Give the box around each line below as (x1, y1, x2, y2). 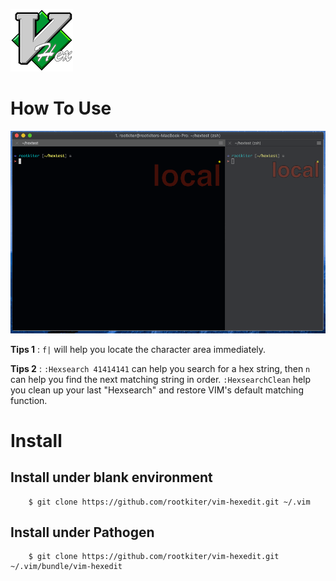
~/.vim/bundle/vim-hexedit (10, 562, 123, 572)
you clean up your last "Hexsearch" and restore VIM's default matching (10, 384, 304, 396)
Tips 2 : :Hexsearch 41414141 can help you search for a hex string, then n (10, 362, 311, 374)
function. (10, 394, 48, 406)
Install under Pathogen (10, 524, 155, 541)
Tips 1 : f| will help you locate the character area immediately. (10, 343, 267, 355)
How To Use (10, 97, 112, 120)
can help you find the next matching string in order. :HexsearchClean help (10, 373, 312, 385)
